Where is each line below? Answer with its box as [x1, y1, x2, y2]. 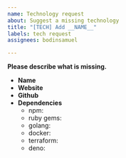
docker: [28, 129, 51, 137]
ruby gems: [28, 114, 62, 123]
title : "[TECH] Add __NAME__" [7, 23, 98, 30]
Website [17, 84, 43, 92]
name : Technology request [7, 10, 84, 18]
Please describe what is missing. [7, 62, 107, 71]
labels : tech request [7, 30, 72, 38]
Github [17, 91, 39, 100]
